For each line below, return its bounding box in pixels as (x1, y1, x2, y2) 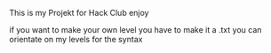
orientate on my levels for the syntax (9, 34, 143, 44)
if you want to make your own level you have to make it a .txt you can (9, 25, 262, 34)
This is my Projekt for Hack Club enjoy (9, 8, 149, 18)
